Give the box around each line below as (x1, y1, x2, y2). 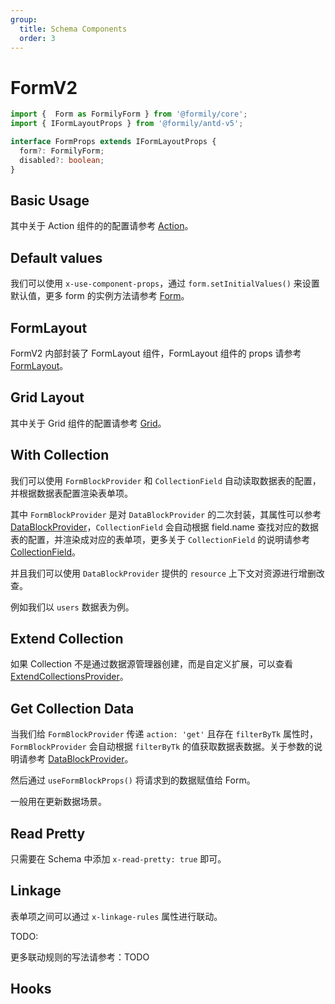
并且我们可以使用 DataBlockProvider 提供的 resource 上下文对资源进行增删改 (10, 567, 325, 579)
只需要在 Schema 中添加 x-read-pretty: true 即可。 (10, 853, 227, 865)
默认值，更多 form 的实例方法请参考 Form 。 (10, 290, 190, 302)
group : (10, 14, 38, 25)
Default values (10, 249, 103, 266)
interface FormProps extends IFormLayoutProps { (10, 137, 217, 147)
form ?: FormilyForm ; (19, 146, 105, 156)
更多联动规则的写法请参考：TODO (10, 951, 150, 963)
